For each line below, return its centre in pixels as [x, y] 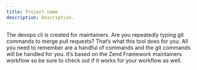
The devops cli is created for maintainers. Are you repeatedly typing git [95, 34]
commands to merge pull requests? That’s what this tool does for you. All [97, 41]
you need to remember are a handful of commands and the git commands [98, 47]
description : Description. [40, 17]
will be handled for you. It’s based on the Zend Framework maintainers [94, 54]
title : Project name [32, 12]
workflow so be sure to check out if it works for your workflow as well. [94, 60]
